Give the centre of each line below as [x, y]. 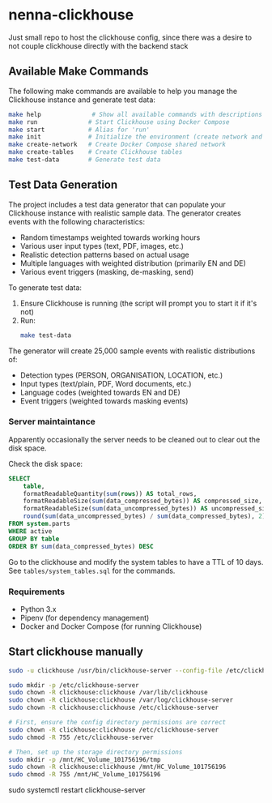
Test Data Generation [63, 185]
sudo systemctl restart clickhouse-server [77, 790]
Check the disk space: [46, 463]
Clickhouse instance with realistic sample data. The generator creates [125, 213]
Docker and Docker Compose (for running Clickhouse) [111, 626]
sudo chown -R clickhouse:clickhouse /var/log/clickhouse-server [121, 700]
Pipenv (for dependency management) [85, 617]
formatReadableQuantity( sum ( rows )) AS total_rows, [110, 493]
